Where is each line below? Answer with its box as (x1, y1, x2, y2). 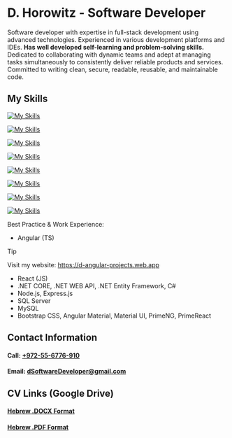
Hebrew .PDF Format (7, 423, 68, 431)
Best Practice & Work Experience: (7, 220, 105, 228)
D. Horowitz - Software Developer (7, 5, 206, 21)
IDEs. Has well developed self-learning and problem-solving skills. (7, 43, 205, 51)
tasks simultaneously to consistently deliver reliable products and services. (7, 57, 224, 66)
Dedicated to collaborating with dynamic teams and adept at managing (7, 50, 211, 59)
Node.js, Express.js (17, 289, 73, 297)
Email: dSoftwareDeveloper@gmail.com (7, 367, 126, 376)
